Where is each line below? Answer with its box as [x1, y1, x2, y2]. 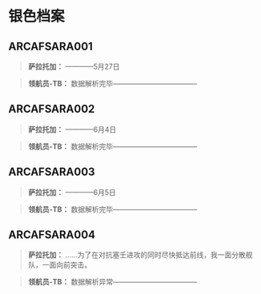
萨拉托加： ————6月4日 [27, 125, 117, 134]
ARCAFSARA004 [8, 228, 96, 242]
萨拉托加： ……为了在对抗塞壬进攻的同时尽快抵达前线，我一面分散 [27, 250, 246, 260]
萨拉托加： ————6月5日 [27, 187, 116, 197]
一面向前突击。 [42, 260, 92, 270]
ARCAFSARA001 [8, 39, 94, 53]
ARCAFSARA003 [8, 165, 95, 179]
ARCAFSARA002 [8, 102, 95, 116]
